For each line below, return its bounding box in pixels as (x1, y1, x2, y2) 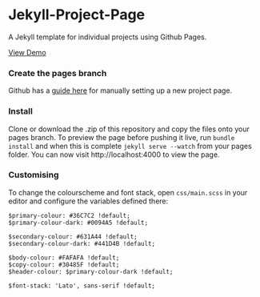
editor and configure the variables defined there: (8, 196, 169, 206)
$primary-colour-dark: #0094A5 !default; (8, 219, 149, 227)
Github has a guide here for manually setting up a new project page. (8, 86, 233, 95)
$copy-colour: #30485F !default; (8, 260, 120, 269)
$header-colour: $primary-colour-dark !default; (8, 267, 174, 275)
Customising (8, 170, 59, 181)
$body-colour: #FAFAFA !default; (8, 254, 120, 262)
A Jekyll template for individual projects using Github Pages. (8, 32, 207, 42)
